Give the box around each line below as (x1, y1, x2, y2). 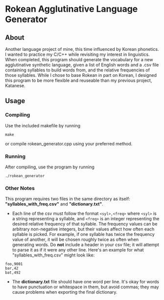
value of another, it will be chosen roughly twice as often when (12, 236, 139, 243)
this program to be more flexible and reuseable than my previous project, (5, 77, 152, 83)
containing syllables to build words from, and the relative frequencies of (5, 67, 150, 73)
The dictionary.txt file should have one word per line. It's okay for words (12, 279, 159, 285)
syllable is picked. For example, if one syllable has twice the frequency (12, 231, 155, 237)
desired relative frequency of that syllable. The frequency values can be (12, 221, 158, 227)
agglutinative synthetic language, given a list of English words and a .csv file (5, 62, 159, 68)
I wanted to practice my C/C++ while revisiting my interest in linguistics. (5, 51, 150, 57)
